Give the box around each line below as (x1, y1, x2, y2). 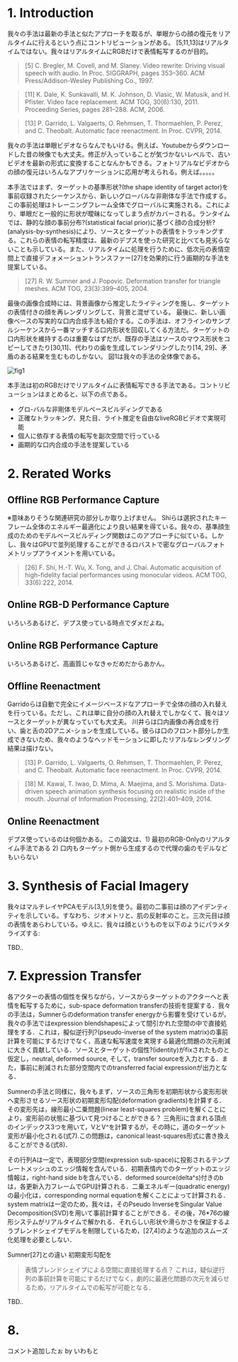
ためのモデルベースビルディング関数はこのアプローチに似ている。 (19, 531, 212, 540)
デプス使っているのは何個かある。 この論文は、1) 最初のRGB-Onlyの (7, 835, 206, 843)
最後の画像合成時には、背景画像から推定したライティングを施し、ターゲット (7, 299, 230, 307)
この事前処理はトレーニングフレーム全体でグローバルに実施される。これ (7, 200, 218, 209)
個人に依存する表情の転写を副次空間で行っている (17, 431, 161, 440)
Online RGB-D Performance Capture (7, 599, 170, 611)
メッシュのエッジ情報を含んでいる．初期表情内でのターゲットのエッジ (25, 1165, 231, 1173)
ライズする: (7, 929, 40, 938)
